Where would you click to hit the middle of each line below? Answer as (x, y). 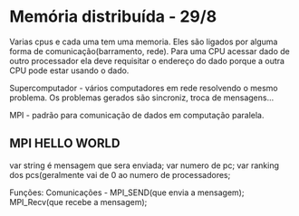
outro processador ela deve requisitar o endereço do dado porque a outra (147, 61)
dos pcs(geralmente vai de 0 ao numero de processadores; (120, 174)
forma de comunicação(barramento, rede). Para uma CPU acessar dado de (149, 51)
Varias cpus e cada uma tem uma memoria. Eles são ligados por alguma (144, 42)
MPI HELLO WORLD (65, 143)
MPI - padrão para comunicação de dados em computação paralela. (137, 115)
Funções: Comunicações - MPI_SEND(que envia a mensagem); (127, 193)
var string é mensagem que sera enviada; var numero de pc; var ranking (144, 165)
